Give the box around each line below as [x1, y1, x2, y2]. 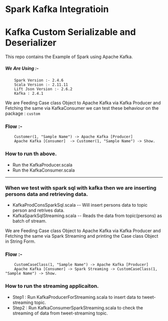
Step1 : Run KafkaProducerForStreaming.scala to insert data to [12, 294, 141, 300]
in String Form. [5, 238, 36, 244]
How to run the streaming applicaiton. [5, 282, 99, 289]
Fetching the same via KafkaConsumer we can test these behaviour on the [5, 105, 159, 111]
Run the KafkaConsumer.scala [12, 167, 75, 173]
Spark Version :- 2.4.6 [14, 78, 64, 83]
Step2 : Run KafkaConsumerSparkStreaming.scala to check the [12, 304, 143, 310]
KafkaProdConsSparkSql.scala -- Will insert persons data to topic [12, 202, 148, 208]
